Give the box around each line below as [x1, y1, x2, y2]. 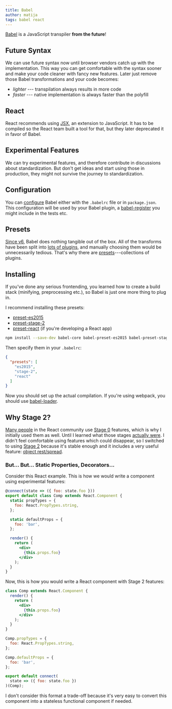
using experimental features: [5, 478, 66, 485]
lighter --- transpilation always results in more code [12, 86, 121, 93]
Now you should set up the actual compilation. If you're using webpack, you [5, 393, 165, 399]
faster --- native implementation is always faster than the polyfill [12, 92, 148, 98]
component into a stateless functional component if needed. [5, 698, 133, 704]
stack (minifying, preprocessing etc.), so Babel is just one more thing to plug [5, 289, 166, 295]
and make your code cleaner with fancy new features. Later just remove [5, 70, 157, 77]
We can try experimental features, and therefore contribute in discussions [5, 159, 161, 166]
